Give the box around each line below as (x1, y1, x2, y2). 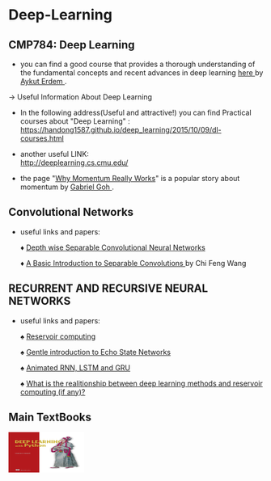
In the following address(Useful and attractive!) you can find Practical (19, 108, 252, 117)
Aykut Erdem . (19, 77, 67, 86)
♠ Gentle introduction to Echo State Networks (19, 347, 171, 357)
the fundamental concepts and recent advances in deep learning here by (19, 68, 264, 78)
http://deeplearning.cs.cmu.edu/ (19, 158, 129, 167)
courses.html (19, 133, 65, 143)
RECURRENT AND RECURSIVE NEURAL (8, 281, 209, 296)
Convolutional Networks (8, 205, 134, 219)
